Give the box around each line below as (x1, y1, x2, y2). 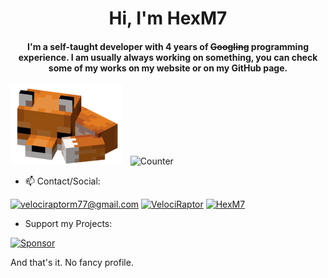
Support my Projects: (24, 218, 113, 230)
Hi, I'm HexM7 (108, 7, 228, 30)
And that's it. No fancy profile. (10, 257, 134, 269)
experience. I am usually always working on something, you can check (18, 51, 318, 63)
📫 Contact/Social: (24, 175, 101, 187)
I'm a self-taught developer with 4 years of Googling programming (27, 40, 309, 52)
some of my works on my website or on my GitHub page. (48, 62, 288, 74)
